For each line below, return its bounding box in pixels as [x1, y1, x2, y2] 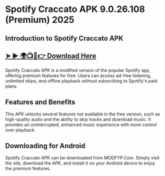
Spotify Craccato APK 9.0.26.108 [5, 3, 145, 15]
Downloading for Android [5, 141, 86, 150]
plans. [5, 83, 18, 89]
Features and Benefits [5, 97, 75, 106]
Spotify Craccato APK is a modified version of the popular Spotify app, [5, 67, 151, 73]
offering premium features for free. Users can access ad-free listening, [5, 72, 151, 78]
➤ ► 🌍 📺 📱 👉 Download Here [5, 51, 96, 60]
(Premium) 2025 [5, 14, 74, 25]
